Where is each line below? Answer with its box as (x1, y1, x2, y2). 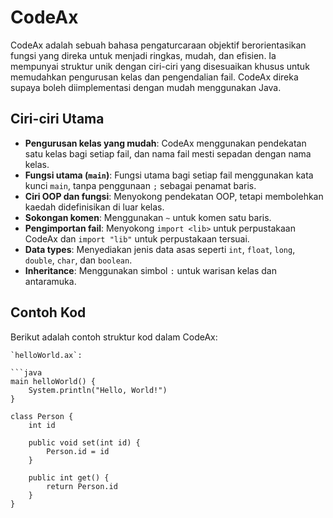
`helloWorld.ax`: (10, 350, 83, 360)
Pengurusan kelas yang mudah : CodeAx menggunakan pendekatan (24, 137, 307, 149)
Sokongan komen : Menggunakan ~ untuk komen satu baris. (24, 211, 272, 223)
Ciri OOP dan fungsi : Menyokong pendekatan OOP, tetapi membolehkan (24, 190, 324, 202)
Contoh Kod (10, 304, 87, 321)
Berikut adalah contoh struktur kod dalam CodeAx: (10, 331, 218, 343)
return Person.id (46, 481, 118, 491)
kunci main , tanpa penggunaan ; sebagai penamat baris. (24, 179, 257, 191)
